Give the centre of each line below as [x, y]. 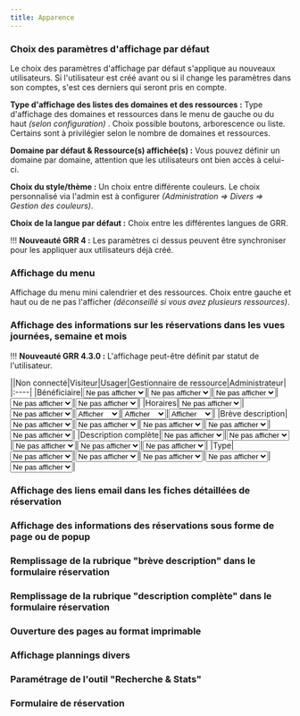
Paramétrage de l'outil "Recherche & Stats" [106, 678]
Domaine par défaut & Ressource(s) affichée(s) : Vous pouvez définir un [145, 150]
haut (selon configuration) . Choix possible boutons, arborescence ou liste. [148, 123]
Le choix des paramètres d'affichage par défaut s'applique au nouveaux [143, 68]
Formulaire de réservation [67, 703]
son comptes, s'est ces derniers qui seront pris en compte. [118, 87]
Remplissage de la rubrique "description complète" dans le [141, 596]
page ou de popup [50, 537]
